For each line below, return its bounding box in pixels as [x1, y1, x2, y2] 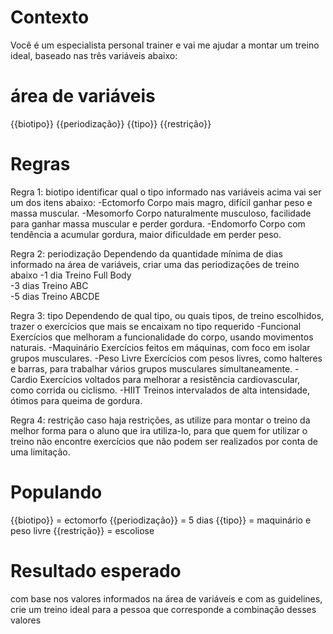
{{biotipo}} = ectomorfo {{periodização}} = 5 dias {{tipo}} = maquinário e [10, 514, 312, 526]
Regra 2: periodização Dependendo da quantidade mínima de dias [10, 247, 283, 260]
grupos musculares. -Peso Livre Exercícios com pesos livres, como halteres [10, 352, 323, 364]
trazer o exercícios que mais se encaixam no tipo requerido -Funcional [10, 320, 302, 332]
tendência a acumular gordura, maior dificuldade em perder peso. [10, 228, 282, 240]
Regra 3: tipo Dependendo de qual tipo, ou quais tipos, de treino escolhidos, [10, 309, 325, 321]
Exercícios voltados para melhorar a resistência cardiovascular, [39, 373, 301, 385]
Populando [10, 481, 103, 503]
